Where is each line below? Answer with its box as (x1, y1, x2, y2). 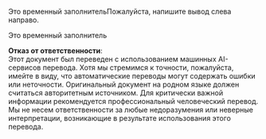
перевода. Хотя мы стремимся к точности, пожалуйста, (42, 63, 234, 72)
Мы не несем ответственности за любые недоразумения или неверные (8, 105, 253, 114)
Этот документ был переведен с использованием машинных (8, 55, 217, 64)
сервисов (8, 63, 41, 72)
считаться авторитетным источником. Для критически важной (8, 88, 224, 98)
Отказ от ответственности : (8, 46, 104, 55)
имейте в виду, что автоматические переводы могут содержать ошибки (8, 71, 256, 80)
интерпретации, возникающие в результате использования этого (8, 114, 231, 122)
